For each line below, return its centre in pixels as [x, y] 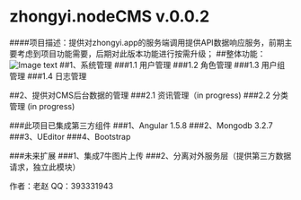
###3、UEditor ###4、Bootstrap [70, 136]
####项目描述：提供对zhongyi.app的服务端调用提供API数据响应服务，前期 [147, 42]
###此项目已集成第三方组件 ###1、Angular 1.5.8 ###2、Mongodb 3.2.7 [142, 125]
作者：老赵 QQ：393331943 [62, 186]
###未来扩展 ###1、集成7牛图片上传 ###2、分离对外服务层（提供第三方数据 [150, 155]
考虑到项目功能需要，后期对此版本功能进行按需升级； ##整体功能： [141, 53]
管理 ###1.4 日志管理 [48, 76]
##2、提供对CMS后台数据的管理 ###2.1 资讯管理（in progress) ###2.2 [140, 95]
